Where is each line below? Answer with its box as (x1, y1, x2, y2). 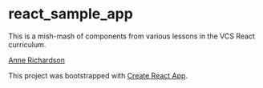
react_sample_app (8, 5, 134, 23)
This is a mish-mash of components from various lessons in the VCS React (8, 31, 255, 41)
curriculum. (8, 39, 47, 49)
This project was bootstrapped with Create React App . (8, 70, 188, 80)
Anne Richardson (8, 55, 66, 65)
